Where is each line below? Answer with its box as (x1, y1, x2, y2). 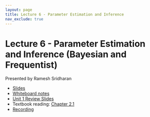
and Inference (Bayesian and (5, 48, 126, 60)
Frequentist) (5, 59, 57, 70)
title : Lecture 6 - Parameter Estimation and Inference (5, 12, 124, 17)
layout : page (5, 7, 32, 12)
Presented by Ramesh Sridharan (5, 76, 71, 82)
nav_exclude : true (5, 16, 43, 21)
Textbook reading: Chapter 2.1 (12, 101, 74, 107)
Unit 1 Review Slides (12, 96, 54, 102)
